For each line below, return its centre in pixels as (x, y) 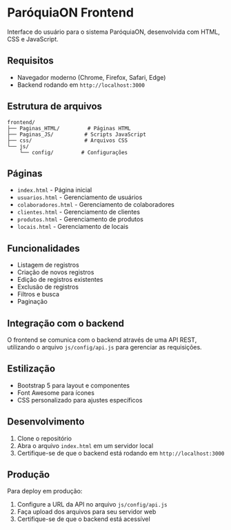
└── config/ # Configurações (74, 152)
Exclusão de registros (48, 287)
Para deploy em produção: (45, 491)
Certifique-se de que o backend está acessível (83, 519)
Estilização (31, 369)
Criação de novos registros (56, 272)
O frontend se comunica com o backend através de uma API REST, (102, 340)
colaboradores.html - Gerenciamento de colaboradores (96, 205)
